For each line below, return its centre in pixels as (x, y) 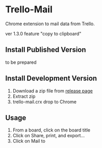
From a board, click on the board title (52, 130)
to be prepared (21, 62)
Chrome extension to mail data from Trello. (50, 24)
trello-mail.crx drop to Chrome (44, 102)
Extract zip (24, 96)
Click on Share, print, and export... (49, 136)
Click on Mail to (29, 141)
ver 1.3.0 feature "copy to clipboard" (43, 33)
